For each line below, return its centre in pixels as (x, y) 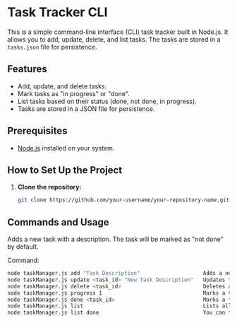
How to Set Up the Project (65, 170)
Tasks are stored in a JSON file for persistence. (86, 108)
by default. (23, 247)
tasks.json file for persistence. (52, 47)
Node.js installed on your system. (66, 148)
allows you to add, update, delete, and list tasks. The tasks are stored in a (114, 39)
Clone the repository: (49, 187)
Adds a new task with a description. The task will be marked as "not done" (116, 239)
